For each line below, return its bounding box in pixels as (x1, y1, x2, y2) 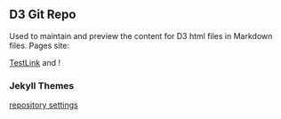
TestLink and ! (9, 57, 60, 67)
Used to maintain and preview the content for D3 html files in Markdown (9, 30, 273, 41)
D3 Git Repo (9, 7, 76, 22)
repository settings (9, 99, 78, 110)
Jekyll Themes (9, 79, 75, 91)
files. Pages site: (9, 40, 69, 51)
